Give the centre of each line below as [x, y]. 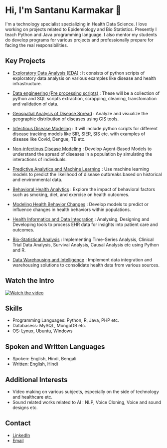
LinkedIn [21, 435]
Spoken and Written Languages [55, 346]
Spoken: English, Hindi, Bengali [44, 359]
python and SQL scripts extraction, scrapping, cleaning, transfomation [84, 98]
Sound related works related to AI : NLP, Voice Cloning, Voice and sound [87, 402]
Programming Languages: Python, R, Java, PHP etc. [66, 320]
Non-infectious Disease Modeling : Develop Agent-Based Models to [82, 149]
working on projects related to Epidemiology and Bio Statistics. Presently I [81, 29]
